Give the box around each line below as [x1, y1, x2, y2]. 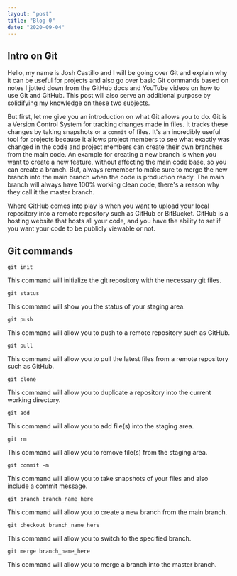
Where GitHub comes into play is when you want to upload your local [7, 201, 209, 210]
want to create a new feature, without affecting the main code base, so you [7, 157, 227, 167]
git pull [7, 342, 33, 349]
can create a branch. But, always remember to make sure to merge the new [7, 165, 228, 174]
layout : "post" [7, 10, 53, 18]
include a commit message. [7, 482, 88, 490]
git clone [7, 376, 37, 383]
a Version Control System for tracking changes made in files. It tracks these [7, 120, 228, 128]
